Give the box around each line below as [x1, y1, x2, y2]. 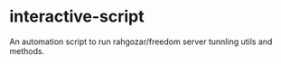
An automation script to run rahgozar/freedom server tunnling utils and [9, 36, 273, 47]
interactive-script [9, 6, 145, 27]
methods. [9, 45, 45, 56]
